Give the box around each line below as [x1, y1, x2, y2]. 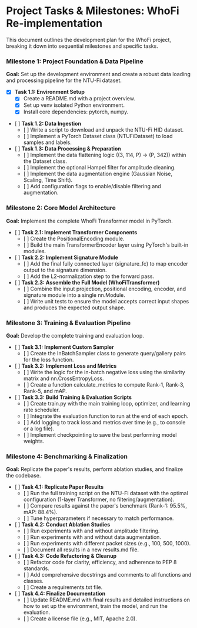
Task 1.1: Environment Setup [14, 89, 85, 96]
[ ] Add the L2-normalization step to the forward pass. [23, 273, 155, 280]
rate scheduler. [23, 406, 60, 414]
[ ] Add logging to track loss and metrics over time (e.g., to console [23, 419, 186, 426]
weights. [23, 438, 45, 445]
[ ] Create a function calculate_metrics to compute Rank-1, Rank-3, [23, 381, 185, 388]
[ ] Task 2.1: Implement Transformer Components [14, 228, 138, 235]
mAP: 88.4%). [23, 509, 58, 516]
